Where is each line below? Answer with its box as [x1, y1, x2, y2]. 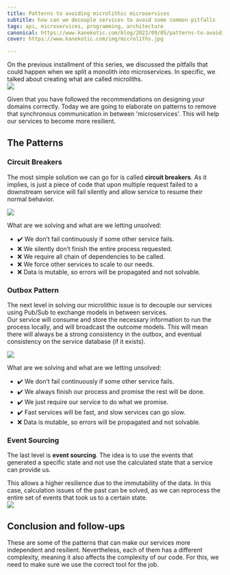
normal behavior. [7, 195, 55, 203]
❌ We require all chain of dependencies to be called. [16, 252, 166, 261]
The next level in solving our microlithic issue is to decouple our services [7, 301, 212, 309]
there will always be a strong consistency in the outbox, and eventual [7, 330, 202, 338]
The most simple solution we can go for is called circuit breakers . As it [7, 173, 207, 181]
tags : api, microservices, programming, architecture [7, 23, 164, 30]
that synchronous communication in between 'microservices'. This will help [7, 110, 220, 118]
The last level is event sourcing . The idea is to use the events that [7, 451, 194, 460]
